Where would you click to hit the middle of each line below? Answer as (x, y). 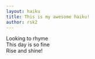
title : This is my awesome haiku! (48, 17)
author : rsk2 (22, 22)
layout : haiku (23, 11)
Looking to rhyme (27, 39)
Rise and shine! (24, 51)
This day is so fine (28, 45)
